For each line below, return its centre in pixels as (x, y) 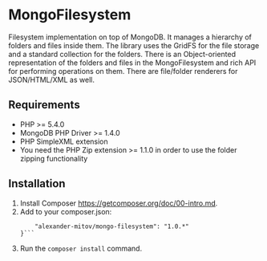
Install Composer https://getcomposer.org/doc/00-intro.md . (119, 203)
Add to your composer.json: (66, 211)
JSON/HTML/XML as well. (51, 80)
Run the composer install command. (81, 248)
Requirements (44, 105)
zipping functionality (54, 158)
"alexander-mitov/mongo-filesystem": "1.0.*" (112, 226)
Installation (37, 184)
